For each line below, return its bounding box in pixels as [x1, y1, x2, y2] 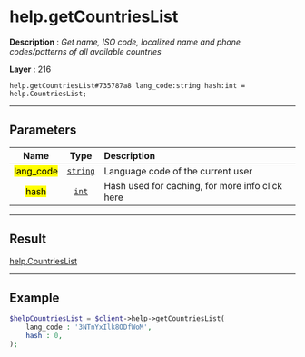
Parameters [9, 123, 77, 138]
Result [9, 232, 47, 247]
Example [9, 290, 60, 305]
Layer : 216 [9, 64, 52, 74]
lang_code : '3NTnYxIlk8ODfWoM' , [25, 322, 152, 332]
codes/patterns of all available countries [9, 45, 162, 56]
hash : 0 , [25, 332, 64, 341]
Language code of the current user [103, 164, 253, 177]
